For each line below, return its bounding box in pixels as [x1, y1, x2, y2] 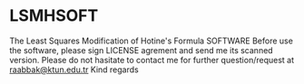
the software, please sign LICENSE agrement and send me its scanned [9, 44, 274, 55]
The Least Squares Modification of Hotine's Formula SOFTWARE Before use [9, 35, 293, 46]
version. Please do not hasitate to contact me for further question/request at [9, 54, 295, 65]
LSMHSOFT [9, 5, 99, 26]
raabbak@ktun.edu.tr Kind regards [9, 64, 139, 75]
